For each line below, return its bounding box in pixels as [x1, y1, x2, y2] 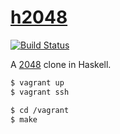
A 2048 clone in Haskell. [10, 58, 112, 70]
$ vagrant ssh [10, 87, 70, 97]
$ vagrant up [10, 77, 65, 88]
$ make [10, 114, 38, 125]
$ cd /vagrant [10, 105, 70, 115]
